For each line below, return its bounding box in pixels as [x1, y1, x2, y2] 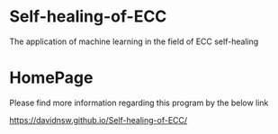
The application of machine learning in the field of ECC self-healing [9, 36, 259, 47]
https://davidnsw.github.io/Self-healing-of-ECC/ [9, 114, 188, 125]
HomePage [9, 67, 94, 88]
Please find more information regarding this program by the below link [9, 97, 269, 108]
